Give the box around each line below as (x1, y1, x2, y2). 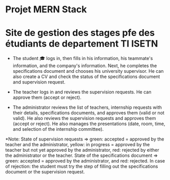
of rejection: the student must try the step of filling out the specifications (5, 163, 158, 170)
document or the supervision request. (5, 169, 85, 175)
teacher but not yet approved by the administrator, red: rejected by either (5, 147, 160, 153)
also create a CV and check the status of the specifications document (12, 73, 160, 80)
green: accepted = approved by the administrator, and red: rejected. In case (5, 158, 165, 164)
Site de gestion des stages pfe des (5, 27, 155, 39)
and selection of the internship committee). (12, 126, 104, 132)
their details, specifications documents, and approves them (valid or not (12, 110, 165, 116)
